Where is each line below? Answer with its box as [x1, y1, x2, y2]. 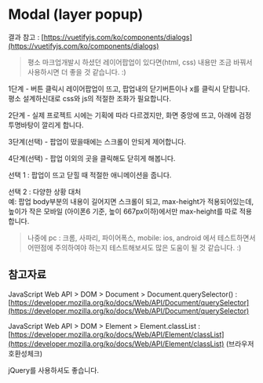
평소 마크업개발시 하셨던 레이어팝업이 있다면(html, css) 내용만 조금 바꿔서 [27, 57, 253, 67]
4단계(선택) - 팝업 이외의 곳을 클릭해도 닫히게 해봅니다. [8, 153, 176, 162]
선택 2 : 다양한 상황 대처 [8, 187, 82, 196]
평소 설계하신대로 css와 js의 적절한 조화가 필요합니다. [8, 93, 171, 103]
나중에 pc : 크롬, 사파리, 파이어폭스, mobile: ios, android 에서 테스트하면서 [27, 233, 256, 243]
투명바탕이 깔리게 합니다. [8, 120, 84, 129]
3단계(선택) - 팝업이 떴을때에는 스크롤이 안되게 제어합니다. [8, 137, 187, 146]
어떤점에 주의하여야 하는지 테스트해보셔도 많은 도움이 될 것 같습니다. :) [27, 243, 242, 252]
